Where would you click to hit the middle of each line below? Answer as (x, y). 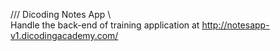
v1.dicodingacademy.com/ (64, 35)
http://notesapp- (235, 25)
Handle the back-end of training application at (105, 25)
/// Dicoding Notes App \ (61, 14)
